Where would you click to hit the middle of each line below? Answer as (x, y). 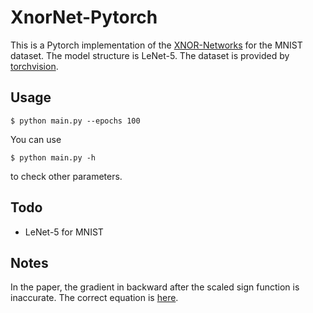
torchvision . (34, 66)
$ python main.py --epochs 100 (75, 121)
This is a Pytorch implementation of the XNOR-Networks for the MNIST (156, 45)
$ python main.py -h (53, 157)
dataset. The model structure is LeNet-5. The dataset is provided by (150, 55)
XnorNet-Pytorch (84, 17)
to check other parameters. (66, 176)
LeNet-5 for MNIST (64, 232)
